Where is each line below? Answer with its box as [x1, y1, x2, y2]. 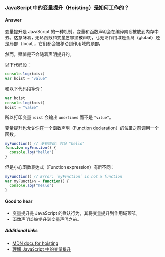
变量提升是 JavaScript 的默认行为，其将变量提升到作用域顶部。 [12, 210, 140, 216]
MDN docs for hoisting [12, 240, 58, 246]
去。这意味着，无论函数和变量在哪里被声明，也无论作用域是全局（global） [5, 35, 156, 40]
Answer [5, 17, 22, 23]
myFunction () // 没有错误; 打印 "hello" [5, 141, 85, 146]
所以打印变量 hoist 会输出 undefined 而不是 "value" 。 [5, 114, 114, 120]
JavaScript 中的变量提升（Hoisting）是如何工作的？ [5, 4, 129, 11]
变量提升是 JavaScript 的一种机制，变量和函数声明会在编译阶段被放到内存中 [5, 29, 159, 35]
